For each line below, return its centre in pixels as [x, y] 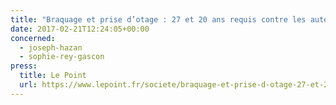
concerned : [33, 38]
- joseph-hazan [51, 47]
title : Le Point [53, 76]
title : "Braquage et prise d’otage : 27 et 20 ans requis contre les [158, 19]
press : [24, 66]
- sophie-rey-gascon [62, 57]
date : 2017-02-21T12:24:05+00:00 [80, 29]
